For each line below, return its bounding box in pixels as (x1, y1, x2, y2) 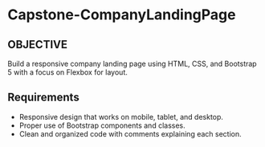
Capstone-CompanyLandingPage (7, 6, 236, 24)
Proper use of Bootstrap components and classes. (18, 120, 185, 130)
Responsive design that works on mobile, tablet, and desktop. (18, 112, 224, 121)
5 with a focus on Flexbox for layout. (7, 67, 128, 77)
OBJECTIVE (7, 38, 67, 51)
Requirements (7, 91, 79, 104)
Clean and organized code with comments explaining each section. (18, 129, 242, 138)
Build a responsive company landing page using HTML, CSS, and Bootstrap (7, 59, 258, 68)
